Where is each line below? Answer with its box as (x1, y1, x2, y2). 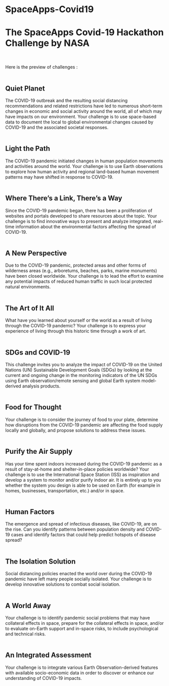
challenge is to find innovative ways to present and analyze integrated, (5, 218, 153, 224)
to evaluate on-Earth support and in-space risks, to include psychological (5, 626, 158, 632)
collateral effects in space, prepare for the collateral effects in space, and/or (5, 620, 164, 626)
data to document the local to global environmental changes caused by (5, 119, 153, 125)
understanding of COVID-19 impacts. (5, 675, 82, 681)
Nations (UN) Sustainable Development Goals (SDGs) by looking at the (5, 367, 152, 373)
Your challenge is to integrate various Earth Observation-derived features (5, 664, 158, 670)
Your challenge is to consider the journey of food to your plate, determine (5, 416, 158, 422)
